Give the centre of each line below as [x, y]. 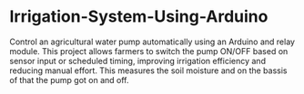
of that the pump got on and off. [69, 80]
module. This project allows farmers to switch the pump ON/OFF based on [149, 51]
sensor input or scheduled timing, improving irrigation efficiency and [138, 61]
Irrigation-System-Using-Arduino [139, 17]
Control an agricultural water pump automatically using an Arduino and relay [152, 42]
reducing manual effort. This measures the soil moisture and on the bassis [148, 70]
